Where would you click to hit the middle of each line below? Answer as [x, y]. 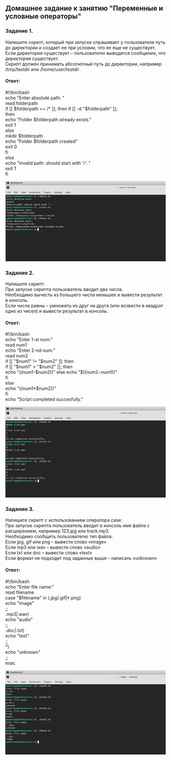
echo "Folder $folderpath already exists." [48, 119]
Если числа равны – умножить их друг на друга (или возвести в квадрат [84, 306]
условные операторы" [43, 17]
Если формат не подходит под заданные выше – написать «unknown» [81, 558]
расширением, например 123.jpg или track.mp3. [58, 531]
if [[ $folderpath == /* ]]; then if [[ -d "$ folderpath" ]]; [62, 108]
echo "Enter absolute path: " [35, 98]
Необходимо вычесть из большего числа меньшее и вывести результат [84, 295]
